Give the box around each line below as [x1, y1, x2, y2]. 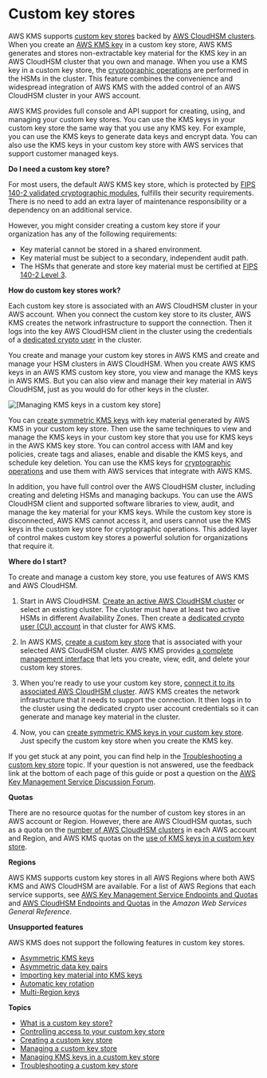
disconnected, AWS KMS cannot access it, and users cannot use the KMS [8, 515, 251, 525]
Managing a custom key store [19, 1044, 118, 1053]
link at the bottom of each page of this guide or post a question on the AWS [8, 768, 257, 778]
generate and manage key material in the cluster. [19, 712, 181, 722]
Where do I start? [8, 556, 67, 566]
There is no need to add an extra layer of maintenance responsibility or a [8, 197, 247, 206]
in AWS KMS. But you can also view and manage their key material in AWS [8, 376, 253, 385]
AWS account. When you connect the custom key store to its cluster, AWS [8, 309, 251, 319]
